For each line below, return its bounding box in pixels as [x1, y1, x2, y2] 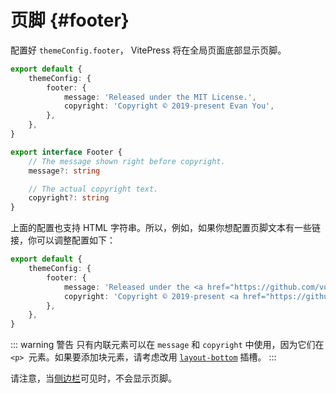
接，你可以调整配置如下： [10, 234, 116, 246]
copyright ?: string [28, 193, 110, 203]
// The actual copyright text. [28, 184, 159, 194]
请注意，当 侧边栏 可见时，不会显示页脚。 [10, 372, 177, 385]
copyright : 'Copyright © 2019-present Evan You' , [63, 101, 275, 111]
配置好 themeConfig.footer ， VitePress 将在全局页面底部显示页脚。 [10, 44, 287, 56]
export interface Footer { [10, 147, 123, 157]
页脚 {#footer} [10, 9, 130, 32]
